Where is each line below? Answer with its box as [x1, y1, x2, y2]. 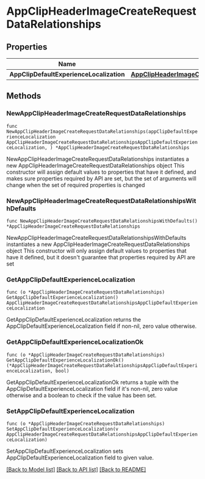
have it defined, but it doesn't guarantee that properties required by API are [6, 253, 195, 261]
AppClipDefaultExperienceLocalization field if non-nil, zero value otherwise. [6, 322, 197, 330]
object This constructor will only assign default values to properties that [6, 247, 187, 254]
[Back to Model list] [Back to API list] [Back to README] [6, 466, 146, 473]
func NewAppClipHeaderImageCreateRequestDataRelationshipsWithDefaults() [6, 218, 198, 224]
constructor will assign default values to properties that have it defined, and [6, 168, 196, 176]
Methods [6, 91, 41, 102]
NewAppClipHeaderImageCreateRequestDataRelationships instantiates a [6, 155, 189, 163]
